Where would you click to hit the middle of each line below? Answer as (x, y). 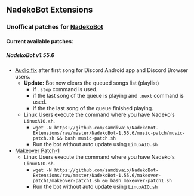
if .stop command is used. (65, 89)
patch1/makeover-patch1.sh (66, 180)
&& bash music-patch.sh (86, 138)
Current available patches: (40, 41)
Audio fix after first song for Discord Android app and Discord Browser (101, 70)
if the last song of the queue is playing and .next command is (108, 95)
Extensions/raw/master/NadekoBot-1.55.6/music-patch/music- (109, 133)
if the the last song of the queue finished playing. (93, 108)
